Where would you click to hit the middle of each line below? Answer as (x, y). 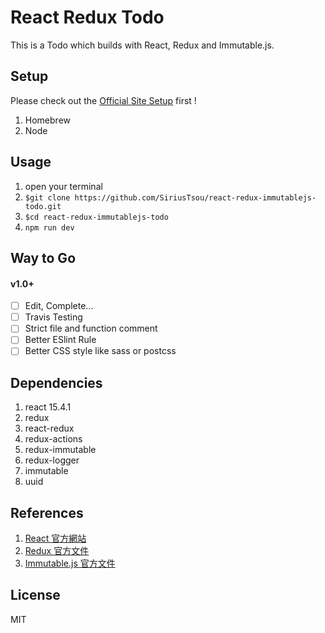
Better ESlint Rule (60, 340)
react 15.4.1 (48, 407)
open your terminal (63, 186)
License (35, 595)
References (47, 512)
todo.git (43, 206)
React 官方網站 (55, 538)
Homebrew (47, 120)
